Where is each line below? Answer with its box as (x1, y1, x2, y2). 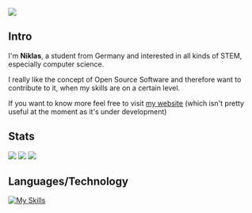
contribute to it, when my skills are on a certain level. (8, 83, 181, 93)
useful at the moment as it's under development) (8, 107, 167, 116)
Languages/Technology (8, 175, 129, 188)
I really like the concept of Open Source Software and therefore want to (8, 74, 242, 84)
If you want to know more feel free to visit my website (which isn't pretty (8, 98, 244, 108)
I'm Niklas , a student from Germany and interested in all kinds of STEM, (8, 51, 242, 60)
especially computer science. (8, 59, 105, 69)
